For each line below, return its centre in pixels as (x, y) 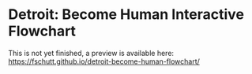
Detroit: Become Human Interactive (126, 15)
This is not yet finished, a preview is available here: (91, 53)
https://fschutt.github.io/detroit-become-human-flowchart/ (104, 61)
